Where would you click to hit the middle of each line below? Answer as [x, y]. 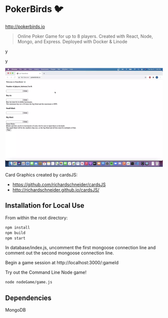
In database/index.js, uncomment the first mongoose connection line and [80, 248]
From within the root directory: [36, 218]
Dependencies [28, 298]
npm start [15, 238]
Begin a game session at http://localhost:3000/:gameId [62, 263]
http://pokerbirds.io [25, 26]
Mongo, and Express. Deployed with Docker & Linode [72, 41]
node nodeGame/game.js [29, 282]
